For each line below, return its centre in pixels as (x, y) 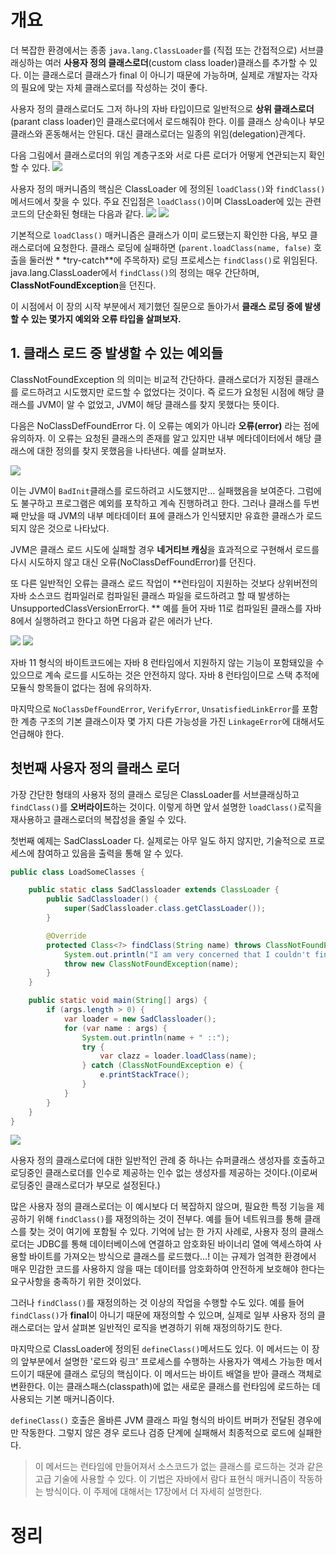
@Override (66, 936)
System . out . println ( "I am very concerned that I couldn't (187, 954)
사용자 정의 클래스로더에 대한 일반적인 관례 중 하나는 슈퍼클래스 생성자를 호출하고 (168, 1160)
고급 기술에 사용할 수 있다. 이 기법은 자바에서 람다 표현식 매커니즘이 (165, 1479)
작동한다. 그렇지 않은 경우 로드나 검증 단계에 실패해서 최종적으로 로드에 (158, 1433)
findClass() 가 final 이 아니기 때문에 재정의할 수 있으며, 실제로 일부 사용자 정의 (163, 1315)
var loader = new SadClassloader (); (140, 1019)
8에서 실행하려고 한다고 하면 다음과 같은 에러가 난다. (111, 620)
